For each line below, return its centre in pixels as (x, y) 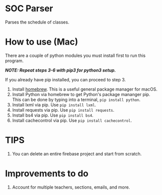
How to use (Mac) (42, 42)
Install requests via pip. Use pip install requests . (63, 110)
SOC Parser (29, 9)
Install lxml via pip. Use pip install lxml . (54, 105)
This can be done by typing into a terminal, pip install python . (76, 99)
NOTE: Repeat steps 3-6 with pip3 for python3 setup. (60, 70)
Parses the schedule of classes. (37, 22)
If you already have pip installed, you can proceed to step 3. (66, 79)
